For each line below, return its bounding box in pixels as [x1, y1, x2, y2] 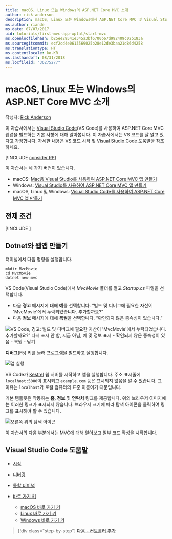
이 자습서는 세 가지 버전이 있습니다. [5, 165, 75, 171]
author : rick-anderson [5, 12, 54, 17]
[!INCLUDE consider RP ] [5, 155, 56, 161]
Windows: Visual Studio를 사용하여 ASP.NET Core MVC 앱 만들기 [12, 182, 147, 188]
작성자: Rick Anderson [5, 114, 51, 120]
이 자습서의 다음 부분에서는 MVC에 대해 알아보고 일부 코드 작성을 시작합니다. [5, 429, 158, 436]
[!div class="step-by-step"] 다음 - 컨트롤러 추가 [17, 528, 116, 534]
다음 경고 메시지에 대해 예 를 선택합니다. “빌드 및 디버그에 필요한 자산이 [12, 302, 153, 308]
